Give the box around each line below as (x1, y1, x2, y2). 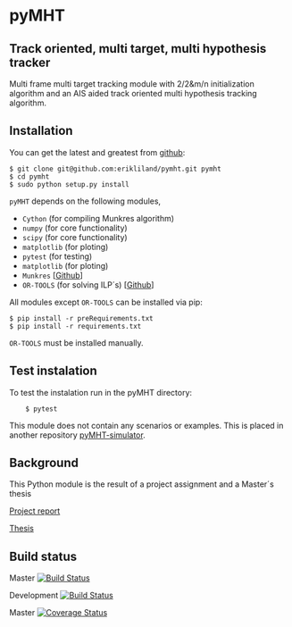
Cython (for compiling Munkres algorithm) (21, 213, 175, 223)
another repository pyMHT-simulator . (9, 430, 146, 440)
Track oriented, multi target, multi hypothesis (9, 41, 267, 56)
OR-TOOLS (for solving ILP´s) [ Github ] (21, 279, 154, 290)
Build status (9, 548, 78, 564)
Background (9, 456, 79, 471)
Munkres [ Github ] (21, 270, 83, 280)
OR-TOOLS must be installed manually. (9, 337, 145, 348)
